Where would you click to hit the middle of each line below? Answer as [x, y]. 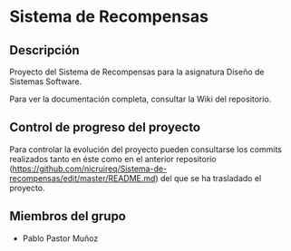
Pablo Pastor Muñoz [60, 238]
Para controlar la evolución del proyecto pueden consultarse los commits [146, 149]
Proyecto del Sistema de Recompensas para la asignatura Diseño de [137, 72]
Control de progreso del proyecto [105, 127]
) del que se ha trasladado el [209, 178]
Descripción [44, 50]
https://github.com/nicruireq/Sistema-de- [90, 169]
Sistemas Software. [46, 82]
